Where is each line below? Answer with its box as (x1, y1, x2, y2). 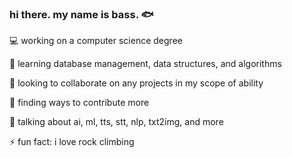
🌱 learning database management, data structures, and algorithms (9, 58, 282, 70)
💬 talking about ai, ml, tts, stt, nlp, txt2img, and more (9, 116, 224, 128)
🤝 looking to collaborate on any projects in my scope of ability (9, 77, 264, 89)
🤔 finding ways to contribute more (9, 97, 150, 109)
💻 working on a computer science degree (9, 35, 183, 47)
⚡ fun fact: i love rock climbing (9, 136, 135, 148)
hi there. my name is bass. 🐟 (9, 7, 154, 21)
